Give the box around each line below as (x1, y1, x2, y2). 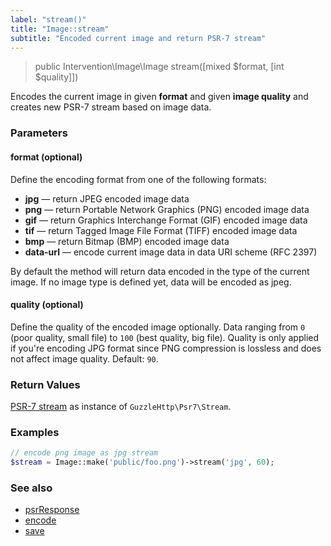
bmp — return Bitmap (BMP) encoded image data (24, 235, 230, 247)
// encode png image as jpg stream (10, 448, 159, 458)
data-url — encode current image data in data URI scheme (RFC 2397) (24, 246, 318, 258)
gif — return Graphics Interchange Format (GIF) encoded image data (24, 214, 308, 226)
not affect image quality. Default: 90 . (10, 352, 159, 365)
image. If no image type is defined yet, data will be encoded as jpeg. (10, 276, 292, 288)
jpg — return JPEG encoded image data (24, 192, 190, 205)
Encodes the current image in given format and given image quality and (10, 91, 309, 103)
